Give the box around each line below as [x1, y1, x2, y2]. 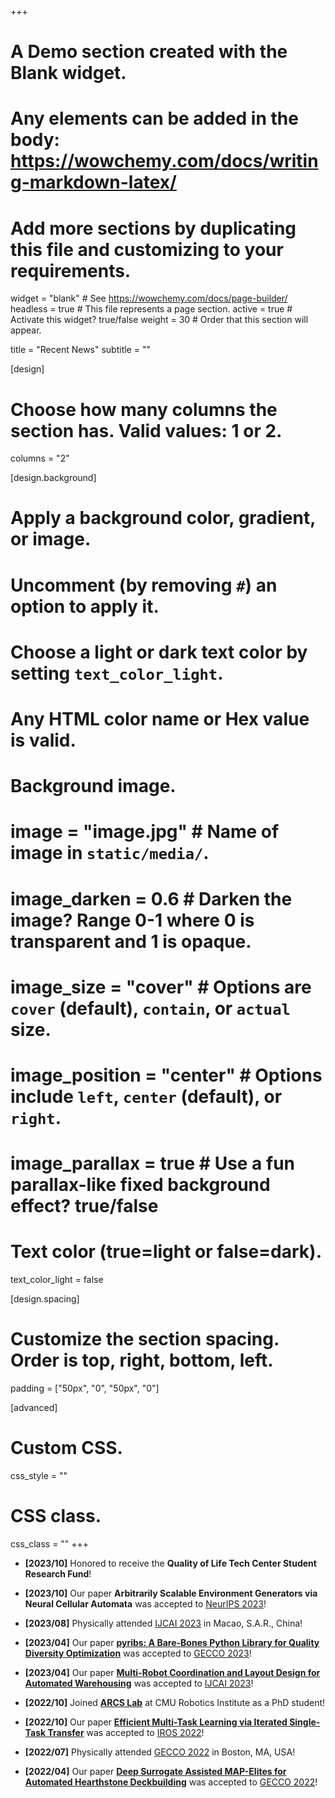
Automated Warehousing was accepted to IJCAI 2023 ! [24, 1677, 254, 1689]
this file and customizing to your [10, 238, 284, 261]
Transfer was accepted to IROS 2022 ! [47, 1726, 205, 1738]
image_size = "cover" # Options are [10, 976, 312, 998]
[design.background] [10, 472, 97, 484]
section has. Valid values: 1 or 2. [10, 419, 283, 442]
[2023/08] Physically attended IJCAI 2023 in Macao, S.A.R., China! [24, 1617, 303, 1629]
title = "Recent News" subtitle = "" [10, 344, 151, 356]
